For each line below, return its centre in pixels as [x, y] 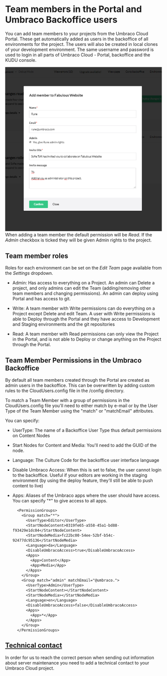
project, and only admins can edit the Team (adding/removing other [82, 288]
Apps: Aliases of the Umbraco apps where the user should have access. [86, 495]
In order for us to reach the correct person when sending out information [80, 658]
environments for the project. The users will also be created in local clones [82, 44]
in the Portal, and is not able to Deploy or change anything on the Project [87, 339]
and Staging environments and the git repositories [64, 324]
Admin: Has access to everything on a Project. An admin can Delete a [83, 283]
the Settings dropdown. [29, 273]
